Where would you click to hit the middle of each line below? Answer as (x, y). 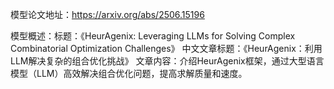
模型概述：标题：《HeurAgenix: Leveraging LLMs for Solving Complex (153, 36)
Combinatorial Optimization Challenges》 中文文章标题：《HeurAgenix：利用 (166, 48)
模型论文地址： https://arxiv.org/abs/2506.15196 (107, 14)
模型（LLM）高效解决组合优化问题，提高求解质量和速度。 (129, 73)
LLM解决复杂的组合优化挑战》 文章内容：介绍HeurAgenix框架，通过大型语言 (167, 61)
